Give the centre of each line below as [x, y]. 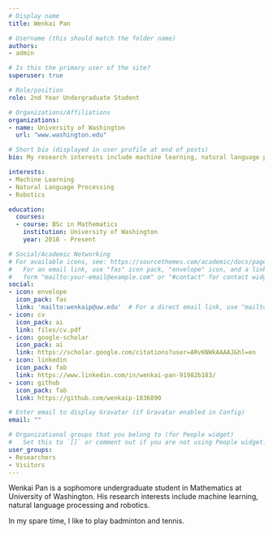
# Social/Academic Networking [60, 254]
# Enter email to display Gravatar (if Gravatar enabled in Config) [127, 412]
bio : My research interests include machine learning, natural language [134, 158]
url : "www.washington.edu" [61, 135]
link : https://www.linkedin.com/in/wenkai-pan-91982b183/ [116, 375]
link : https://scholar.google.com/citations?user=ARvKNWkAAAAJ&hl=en [136, 353]
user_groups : [30, 449]
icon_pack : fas [41, 300]
